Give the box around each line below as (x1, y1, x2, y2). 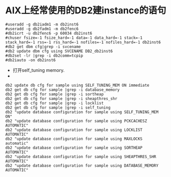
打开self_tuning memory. (12, 67, 65, 73)
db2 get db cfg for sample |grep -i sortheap (5, 91, 104, 97)
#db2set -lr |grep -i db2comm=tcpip (5, 53, 83, 58)
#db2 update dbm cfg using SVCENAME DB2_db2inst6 (5, 48, 113, 54)
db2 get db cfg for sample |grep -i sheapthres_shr (5, 96, 117, 101)
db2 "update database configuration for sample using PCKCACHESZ (5, 118, 147, 123)
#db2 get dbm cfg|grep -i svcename (5, 44, 81, 49)
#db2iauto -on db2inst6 (5, 57, 56, 63)
